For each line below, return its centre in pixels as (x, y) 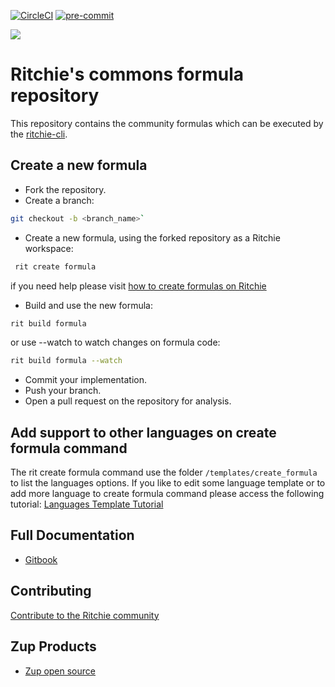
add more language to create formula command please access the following (167, 494)
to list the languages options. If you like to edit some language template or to (168, 483)
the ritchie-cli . (39, 134)
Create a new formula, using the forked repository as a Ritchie (152, 237)
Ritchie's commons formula (127, 74)
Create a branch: (59, 200)
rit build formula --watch (66, 361)
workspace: (49, 248)
